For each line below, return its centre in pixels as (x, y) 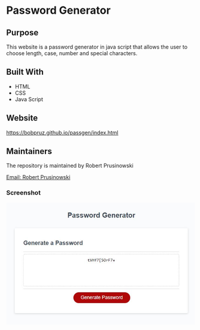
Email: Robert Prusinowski (38, 177)
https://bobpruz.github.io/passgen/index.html (62, 132)
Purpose (22, 33)
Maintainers (29, 151)
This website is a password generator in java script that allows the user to (97, 47)
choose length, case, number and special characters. (72, 53)
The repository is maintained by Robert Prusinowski (70, 166)
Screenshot (23, 193)
